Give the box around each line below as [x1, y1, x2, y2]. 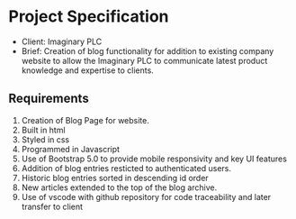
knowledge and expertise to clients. [21, 65, 154, 76]
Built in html [21, 124, 66, 135]
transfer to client [21, 201, 83, 212]
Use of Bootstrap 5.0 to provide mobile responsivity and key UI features [21, 153, 287, 164]
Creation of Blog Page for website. [21, 114, 149, 125]
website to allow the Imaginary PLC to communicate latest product [21, 55, 268, 66]
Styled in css [21, 133, 70, 145]
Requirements [8, 91, 89, 106]
